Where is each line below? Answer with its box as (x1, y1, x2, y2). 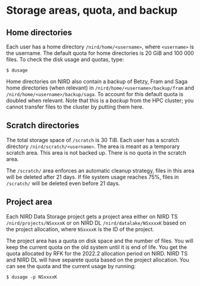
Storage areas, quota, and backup (6, 4, 178, 17)
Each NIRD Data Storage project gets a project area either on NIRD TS (6, 213, 178, 220)
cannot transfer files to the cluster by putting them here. (6, 103, 144, 110)
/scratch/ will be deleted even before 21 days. (6, 180, 121, 187)
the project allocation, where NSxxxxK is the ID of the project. (6, 225, 154, 233)
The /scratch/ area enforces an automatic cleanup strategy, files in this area (6, 167, 195, 174)
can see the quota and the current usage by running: (6, 262, 136, 269)
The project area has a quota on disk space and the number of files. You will (6, 237, 194, 244)
